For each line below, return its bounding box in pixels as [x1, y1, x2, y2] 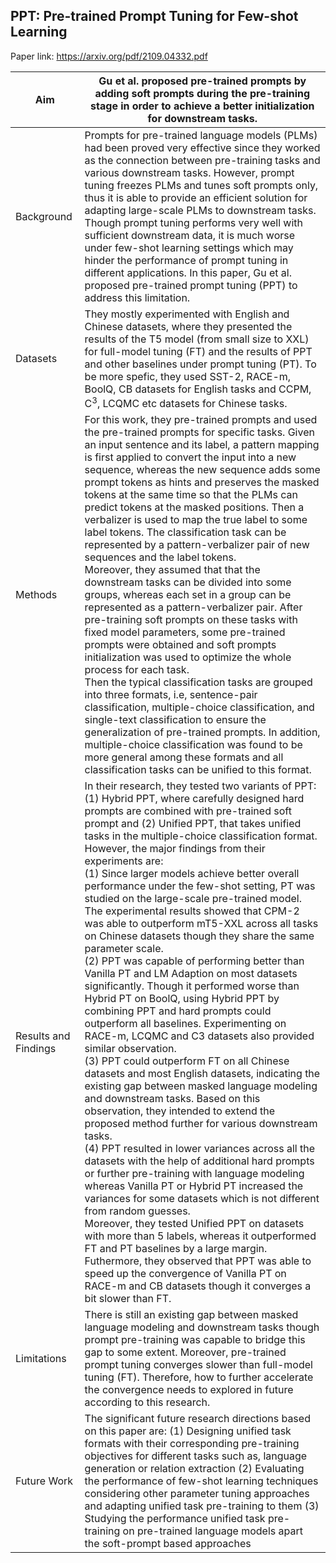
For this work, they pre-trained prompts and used [84, 413, 318, 427]
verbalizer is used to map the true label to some [84, 513, 308, 527]
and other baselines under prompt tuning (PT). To [84, 357, 317, 371]
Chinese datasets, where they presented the [84, 319, 293, 333]
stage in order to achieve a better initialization [90, 99, 315, 113]
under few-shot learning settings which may [84, 240, 294, 254]
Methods [15, 588, 58, 602]
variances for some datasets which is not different [84, 1192, 320, 1206]
